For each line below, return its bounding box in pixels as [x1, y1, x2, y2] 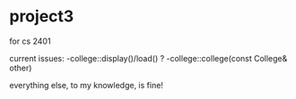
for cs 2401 [9, 36, 51, 46]
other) [9, 62, 32, 73]
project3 [9, 6, 74, 27]
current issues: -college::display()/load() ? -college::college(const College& [9, 53, 288, 63]
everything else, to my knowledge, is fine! [9, 79, 164, 90]
